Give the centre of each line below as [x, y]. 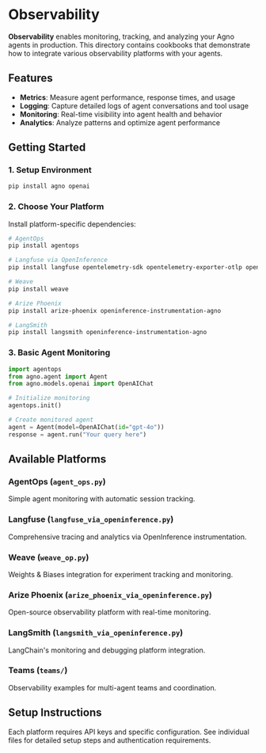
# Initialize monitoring [49, 398]
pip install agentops [44, 246]
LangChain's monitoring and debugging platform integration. [107, 650]
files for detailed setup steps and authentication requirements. [110, 740]
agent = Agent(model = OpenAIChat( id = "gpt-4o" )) [86, 427]
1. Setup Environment [50, 170]
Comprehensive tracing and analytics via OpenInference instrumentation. [127, 537]
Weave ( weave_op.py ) [49, 557]
